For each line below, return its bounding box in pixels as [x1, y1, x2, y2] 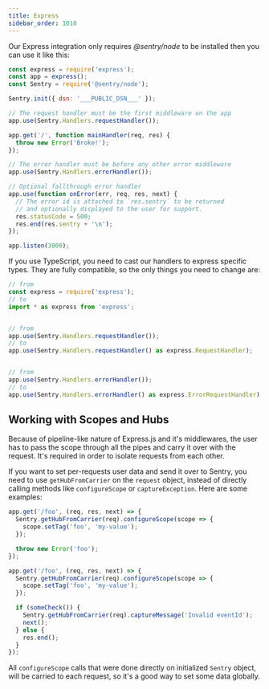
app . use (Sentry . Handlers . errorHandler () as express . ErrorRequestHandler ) [8, 390, 261, 398]
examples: [8, 492, 43, 502]
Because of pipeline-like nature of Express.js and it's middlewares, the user [8, 434, 259, 444]
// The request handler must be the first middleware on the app [8, 109, 231, 117]
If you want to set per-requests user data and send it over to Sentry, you [8, 467, 247, 476]
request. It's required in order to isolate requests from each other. [8, 451, 225, 461]
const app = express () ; [8, 73, 88, 81]
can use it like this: [8, 50, 70, 59]
